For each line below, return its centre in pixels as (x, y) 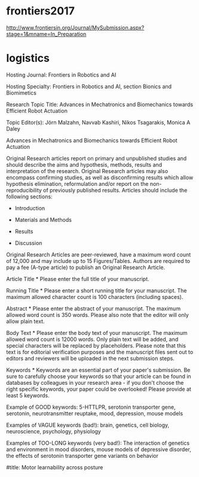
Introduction (30, 208)
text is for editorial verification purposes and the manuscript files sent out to (100, 352)
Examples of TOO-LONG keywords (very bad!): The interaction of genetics (98, 443)
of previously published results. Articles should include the (115, 190)
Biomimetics (22, 93)
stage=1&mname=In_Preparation (46, 34)
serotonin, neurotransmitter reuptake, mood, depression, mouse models (95, 413)
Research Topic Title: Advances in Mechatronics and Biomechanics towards (99, 104)
